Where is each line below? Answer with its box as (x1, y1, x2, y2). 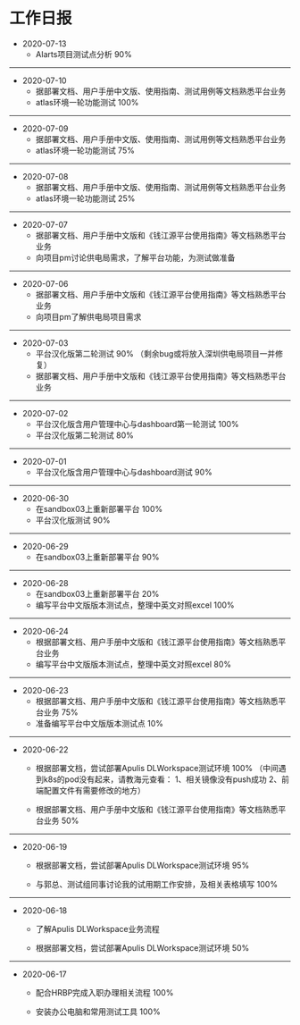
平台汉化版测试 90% (35, 515, 111, 525)
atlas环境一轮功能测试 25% (35, 193, 136, 204)
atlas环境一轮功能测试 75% (35, 145, 136, 155)
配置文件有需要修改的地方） (43, 785, 146, 795)
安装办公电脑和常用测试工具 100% (35, 1006, 161, 1017)
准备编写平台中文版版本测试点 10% (35, 718, 163, 728)
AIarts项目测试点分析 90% (35, 48, 132, 59)
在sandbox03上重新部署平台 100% (35, 503, 163, 514)
